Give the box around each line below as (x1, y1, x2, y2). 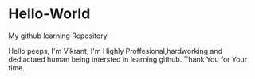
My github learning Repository (8, 31, 108, 40)
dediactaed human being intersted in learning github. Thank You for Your (8, 55, 248, 64)
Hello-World (8, 5, 91, 23)
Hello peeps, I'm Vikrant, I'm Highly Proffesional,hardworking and (8, 46, 223, 55)
